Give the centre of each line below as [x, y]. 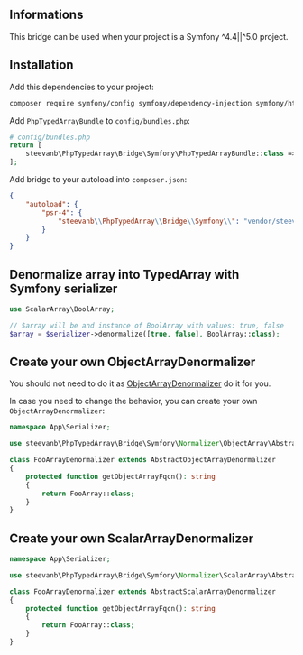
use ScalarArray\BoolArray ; [62, 309]
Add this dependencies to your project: [82, 87]
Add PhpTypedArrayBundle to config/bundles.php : [100, 120]
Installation [41, 65]
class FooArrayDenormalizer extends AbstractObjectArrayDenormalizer [143, 460]
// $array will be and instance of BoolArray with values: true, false [147, 325]
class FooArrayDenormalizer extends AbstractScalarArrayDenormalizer [143, 591]
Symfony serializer [64, 288]
